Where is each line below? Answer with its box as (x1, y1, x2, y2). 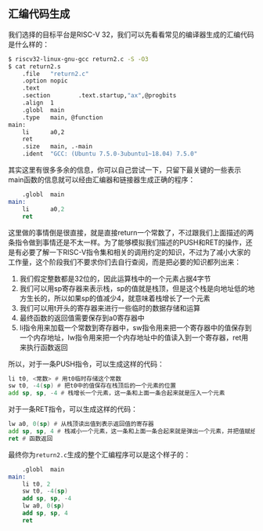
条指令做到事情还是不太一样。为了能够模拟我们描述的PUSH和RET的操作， (8, 238, 247, 247)
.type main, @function (22, 113, 103, 122)
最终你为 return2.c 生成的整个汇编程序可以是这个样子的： (8, 449, 191, 459)
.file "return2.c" (22, 70, 89, 78)
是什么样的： (8, 39, 49, 49)
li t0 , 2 (22, 480, 51, 488)
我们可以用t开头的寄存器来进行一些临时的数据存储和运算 (19, 303, 201, 312)
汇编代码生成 (8, 7, 70, 21)
